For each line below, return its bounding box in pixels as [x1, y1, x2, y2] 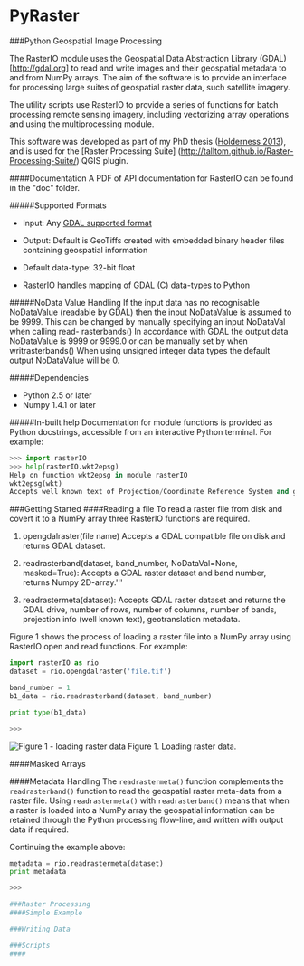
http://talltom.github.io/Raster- [180, 146, 294, 156]
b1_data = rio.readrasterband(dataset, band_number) [9, 691, 213, 701]
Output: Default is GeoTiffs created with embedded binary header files [22, 234, 285, 245]
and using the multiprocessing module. [9, 118, 155, 129]
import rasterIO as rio [9, 658, 100, 668]
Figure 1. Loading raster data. [128, 741, 237, 752]
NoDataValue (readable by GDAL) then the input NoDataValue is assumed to [9, 307, 292, 317]
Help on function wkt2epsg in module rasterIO [9, 470, 188, 479]
